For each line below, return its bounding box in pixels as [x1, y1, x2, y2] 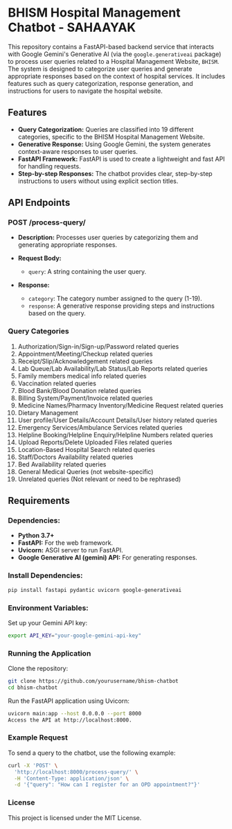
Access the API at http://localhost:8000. [8, 716, 132, 724]
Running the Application [8, 648, 91, 658]
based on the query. [28, 309, 86, 317]
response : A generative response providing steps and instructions [28, 302, 215, 310]
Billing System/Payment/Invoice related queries [17, 394, 153, 402]
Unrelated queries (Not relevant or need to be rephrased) [17, 475, 181, 483]
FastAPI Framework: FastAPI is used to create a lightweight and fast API [17, 155, 225, 163]
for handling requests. [17, 162, 82, 171]
